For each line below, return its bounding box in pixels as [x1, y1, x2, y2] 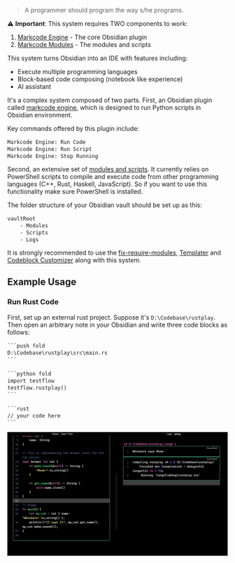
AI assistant [17, 83, 51, 90]
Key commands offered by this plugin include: [7, 124, 140, 132]
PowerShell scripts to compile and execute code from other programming [7, 173, 219, 180]
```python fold [7, 370, 52, 377]
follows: [7, 328, 30, 336]
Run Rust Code [7, 297, 59, 307]
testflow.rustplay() [7, 384, 68, 391]
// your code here [7, 412, 61, 419]
